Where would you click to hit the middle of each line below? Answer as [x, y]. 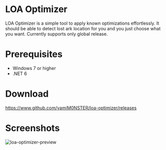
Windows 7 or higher [34, 68]
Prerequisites [34, 54]
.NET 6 [20, 73]
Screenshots [33, 128]
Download [27, 94]
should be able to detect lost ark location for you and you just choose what [83, 28]
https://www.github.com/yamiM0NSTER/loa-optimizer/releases [71, 108]
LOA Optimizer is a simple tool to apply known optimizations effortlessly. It [82, 23]
